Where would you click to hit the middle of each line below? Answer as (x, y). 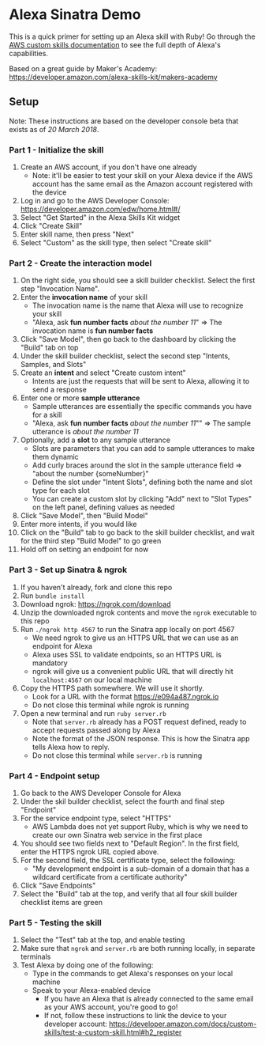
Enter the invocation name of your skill (84, 297)
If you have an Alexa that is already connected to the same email (149, 999)
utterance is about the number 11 (85, 432)
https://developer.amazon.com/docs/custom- (183, 1024)
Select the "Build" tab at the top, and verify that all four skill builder (129, 894)
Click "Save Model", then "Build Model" (84, 516)
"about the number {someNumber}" (90, 474)
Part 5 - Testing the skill (55, 922)
